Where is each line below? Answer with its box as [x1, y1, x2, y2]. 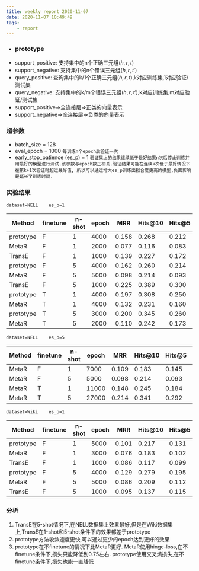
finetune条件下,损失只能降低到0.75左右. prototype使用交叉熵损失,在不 [14, 551, 185, 558]
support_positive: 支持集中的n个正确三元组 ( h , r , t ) [14, 59, 134, 66]
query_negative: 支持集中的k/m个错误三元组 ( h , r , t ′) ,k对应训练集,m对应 [14, 88, 185, 95]
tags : [6, 20, 20, 25]
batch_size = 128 [14, 141, 56, 148]
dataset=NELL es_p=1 [6, 202, 65, 208]
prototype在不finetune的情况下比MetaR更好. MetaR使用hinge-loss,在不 [14, 543, 188, 550]
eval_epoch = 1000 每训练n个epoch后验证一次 [14, 147, 118, 154]
